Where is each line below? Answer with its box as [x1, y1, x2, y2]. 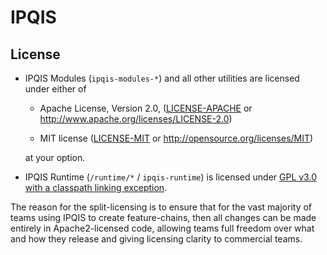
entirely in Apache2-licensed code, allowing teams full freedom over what [10, 222, 315, 234]
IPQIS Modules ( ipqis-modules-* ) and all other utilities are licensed [24, 72, 300, 84]
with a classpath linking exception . [24, 182, 168, 193]
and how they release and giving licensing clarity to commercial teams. [10, 233, 303, 245]
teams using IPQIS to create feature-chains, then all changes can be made [10, 212, 317, 223]
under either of [24, 83, 87, 95]
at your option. [24, 152, 86, 163]
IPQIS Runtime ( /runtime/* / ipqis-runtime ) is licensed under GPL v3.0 [24, 171, 317, 183]
